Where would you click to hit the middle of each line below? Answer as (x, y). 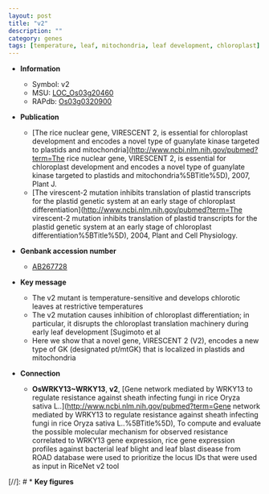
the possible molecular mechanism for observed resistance (130, 432)
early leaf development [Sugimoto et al (96, 332)
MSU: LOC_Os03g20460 (73, 93)
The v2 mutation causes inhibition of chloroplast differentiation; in (141, 315)
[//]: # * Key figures (41, 482)
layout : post (30, 16)
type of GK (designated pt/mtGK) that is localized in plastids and (138, 349)
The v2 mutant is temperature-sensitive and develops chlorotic (136, 298)
